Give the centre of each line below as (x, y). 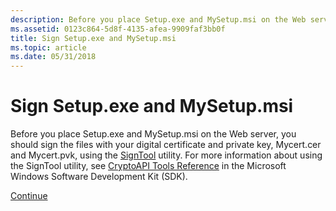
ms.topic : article (48, 47)
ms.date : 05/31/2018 (53, 57)
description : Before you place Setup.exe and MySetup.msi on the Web (158, 19)
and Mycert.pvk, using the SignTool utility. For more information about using (166, 155)
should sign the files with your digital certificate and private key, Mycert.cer (166, 145)
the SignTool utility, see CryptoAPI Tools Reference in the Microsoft (148, 166)
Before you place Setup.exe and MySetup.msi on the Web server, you (153, 134)
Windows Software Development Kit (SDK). (99, 177)
